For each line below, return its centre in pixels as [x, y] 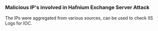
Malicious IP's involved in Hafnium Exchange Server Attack [77, 7]
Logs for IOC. [19, 23]
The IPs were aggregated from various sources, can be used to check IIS [79, 18]
